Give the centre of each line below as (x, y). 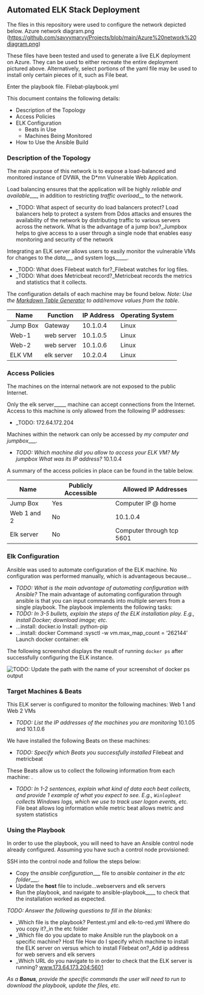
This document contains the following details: (64, 98)
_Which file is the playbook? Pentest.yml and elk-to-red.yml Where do (103, 922)
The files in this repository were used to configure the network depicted (97, 24)
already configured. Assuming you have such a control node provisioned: (98, 850)
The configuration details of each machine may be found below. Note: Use (100, 294)
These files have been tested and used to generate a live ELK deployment (99, 55)
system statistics (37, 814)
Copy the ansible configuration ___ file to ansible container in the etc (100, 873)
